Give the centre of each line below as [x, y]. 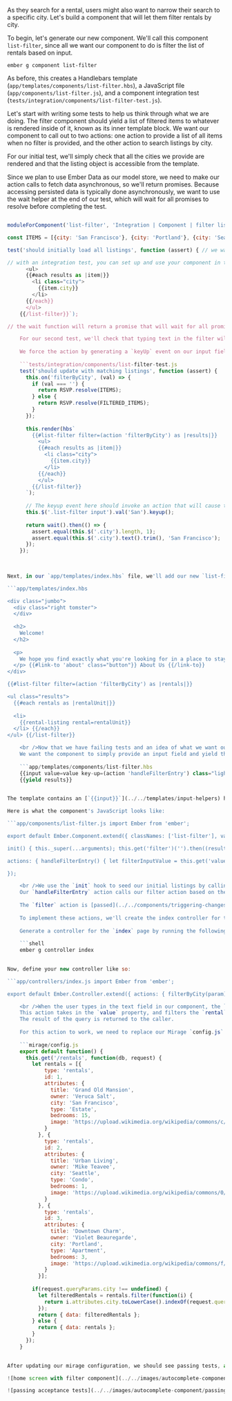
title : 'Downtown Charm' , [88, 1231]
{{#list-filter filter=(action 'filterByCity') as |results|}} [125, 435]
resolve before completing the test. [57, 206]
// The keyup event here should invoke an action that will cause [123, 506]
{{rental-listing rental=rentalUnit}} [75, 722]
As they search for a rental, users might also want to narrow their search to [114, 10]
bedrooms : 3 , [69, 1257]
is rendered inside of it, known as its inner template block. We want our [108, 128]
